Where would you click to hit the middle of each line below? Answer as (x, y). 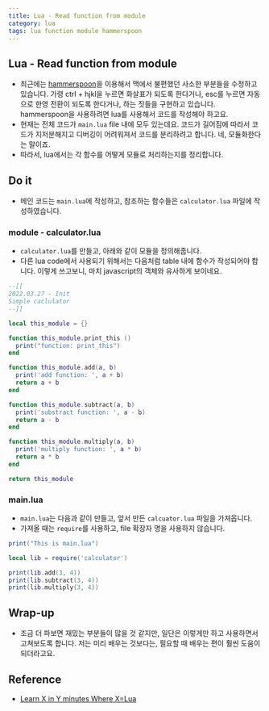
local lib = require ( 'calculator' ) (68, 558)
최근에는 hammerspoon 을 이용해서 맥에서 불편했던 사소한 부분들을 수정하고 (139, 84)
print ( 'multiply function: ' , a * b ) (79, 450)
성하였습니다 (40, 211)
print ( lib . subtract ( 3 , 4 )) (54, 580)
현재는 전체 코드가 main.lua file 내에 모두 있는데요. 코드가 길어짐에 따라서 (135, 124)
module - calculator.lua (55, 232)
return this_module (41, 479)
